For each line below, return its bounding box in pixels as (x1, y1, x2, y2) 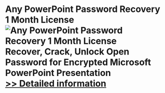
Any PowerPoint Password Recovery (5, 3, 160, 15)
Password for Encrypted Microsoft (5, 56, 151, 68)
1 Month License (5, 14, 74, 25)
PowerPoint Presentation (5, 67, 111, 78)
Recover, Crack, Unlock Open (5, 46, 129, 57)
